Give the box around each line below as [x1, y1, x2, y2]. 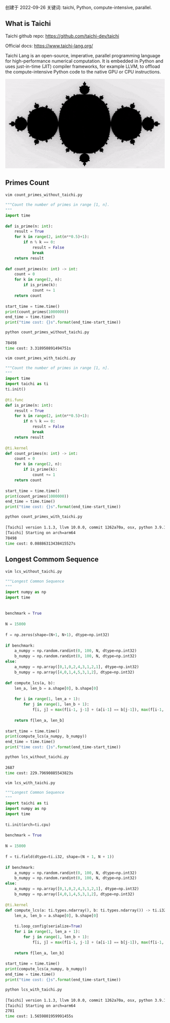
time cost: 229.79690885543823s [5, 770, 73, 775]
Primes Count [5, 178, 50, 187]
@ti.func [5, 397, 24, 402]
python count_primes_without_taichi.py [5, 330, 90, 335]
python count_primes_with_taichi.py [5, 514, 82, 519]
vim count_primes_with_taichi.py [5, 356, 76, 361]
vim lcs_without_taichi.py [5, 569, 62, 574]
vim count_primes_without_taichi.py [5, 192, 82, 198]
